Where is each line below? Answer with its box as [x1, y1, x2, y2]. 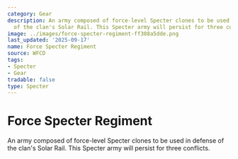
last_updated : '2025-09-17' [7, 37, 91, 44]
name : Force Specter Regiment [7, 43, 97, 50]
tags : [7, 57, 23, 64]
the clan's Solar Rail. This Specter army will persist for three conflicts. [7, 144, 210, 153]
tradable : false [7, 76, 55, 83]
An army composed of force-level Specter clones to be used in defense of [7, 136, 225, 145]
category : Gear [7, 10, 52, 18]
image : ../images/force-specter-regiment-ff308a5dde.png [7, 30, 179, 37]
